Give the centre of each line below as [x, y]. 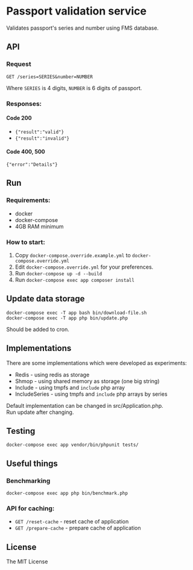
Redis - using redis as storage [52, 375]
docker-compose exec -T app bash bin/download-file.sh [77, 313]
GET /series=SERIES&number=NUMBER [50, 77]
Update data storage [46, 299]
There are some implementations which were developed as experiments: [96, 363]
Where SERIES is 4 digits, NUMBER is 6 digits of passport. [74, 88]
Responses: [24, 103]
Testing [21, 431]
